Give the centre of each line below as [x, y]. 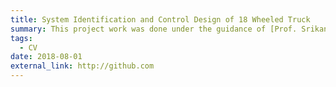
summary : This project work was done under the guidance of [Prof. [154, 29]
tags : [21, 38]
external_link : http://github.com [82, 66]
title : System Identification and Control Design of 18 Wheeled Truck [160, 19]
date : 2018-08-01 [46, 57]
